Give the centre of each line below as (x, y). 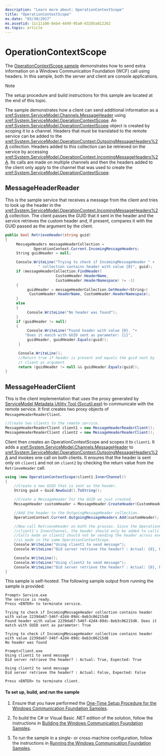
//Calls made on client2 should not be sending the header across (83, 535)
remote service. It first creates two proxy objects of (57, 409)
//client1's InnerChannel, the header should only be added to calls (87, 531)
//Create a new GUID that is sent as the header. (66, 486)
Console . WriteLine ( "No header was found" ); (72, 312)
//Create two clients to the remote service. (52, 423)
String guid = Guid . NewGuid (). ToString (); (58, 491)
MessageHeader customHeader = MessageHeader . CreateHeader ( (76, 504)
